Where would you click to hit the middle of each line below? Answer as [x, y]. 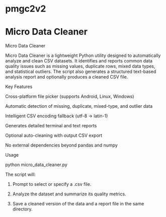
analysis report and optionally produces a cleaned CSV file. [67, 77]
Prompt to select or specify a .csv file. [52, 184]
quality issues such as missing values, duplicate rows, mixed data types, [80, 66]
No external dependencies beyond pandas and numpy [62, 145]
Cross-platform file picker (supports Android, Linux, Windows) [70, 97]
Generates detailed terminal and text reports [51, 126]
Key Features [19, 87]
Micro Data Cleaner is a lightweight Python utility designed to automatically [83, 55]
